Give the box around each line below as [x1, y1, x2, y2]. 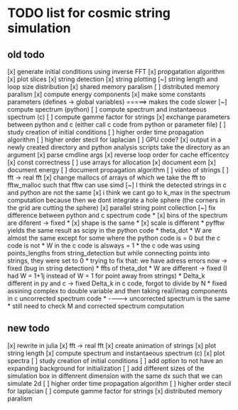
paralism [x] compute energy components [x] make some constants [7, 90, 206, 98]
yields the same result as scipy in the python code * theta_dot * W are [7, 226, 212, 234]
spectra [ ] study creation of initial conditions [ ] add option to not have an [7, 356, 223, 364]
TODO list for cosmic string [7, 5, 171, 21]
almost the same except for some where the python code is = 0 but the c [7, 233, 221, 242]
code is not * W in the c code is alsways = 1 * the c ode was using [7, 241, 200, 250]
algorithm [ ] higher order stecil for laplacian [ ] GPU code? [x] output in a [7, 135, 222, 144]
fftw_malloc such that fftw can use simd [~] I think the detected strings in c [7, 181, 227, 189]
